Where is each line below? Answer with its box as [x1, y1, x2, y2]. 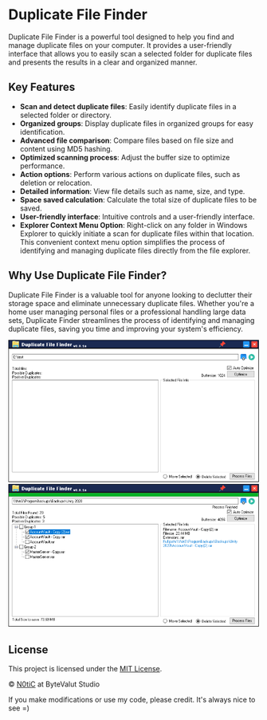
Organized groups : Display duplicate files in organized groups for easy [19, 118, 253, 128]
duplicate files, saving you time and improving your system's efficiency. [8, 324, 243, 333]
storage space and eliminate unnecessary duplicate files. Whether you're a [8, 298, 255, 308]
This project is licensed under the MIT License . [8, 664, 163, 674]
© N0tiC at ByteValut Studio [8, 679, 100, 689]
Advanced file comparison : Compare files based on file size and [19, 136, 234, 145]
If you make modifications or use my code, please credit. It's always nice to [8, 695, 256, 705]
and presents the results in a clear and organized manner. [8, 57, 198, 67]
